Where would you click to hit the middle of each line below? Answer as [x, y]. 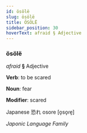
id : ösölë [18, 11]
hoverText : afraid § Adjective [44, 33]
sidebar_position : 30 [32, 28]
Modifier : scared [26, 100]
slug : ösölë [20, 17]
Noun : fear [19, 89]
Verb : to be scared [28, 78]
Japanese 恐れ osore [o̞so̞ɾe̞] [40, 112]
